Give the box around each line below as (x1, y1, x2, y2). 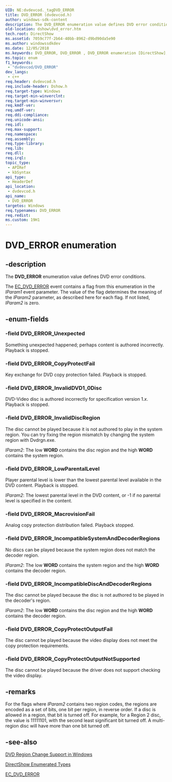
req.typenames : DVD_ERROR (5, 208, 60, 213)
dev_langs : (5, 70, 29, 75)
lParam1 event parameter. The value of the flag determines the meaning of (5, 289, 162, 295)
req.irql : (5, 155, 27, 161)
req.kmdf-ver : (5, 103, 36, 108)
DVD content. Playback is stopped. (5, 482, 79, 488)
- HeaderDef (7, 179, 33, 185)
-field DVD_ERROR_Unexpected (5, 330, 85, 337)
